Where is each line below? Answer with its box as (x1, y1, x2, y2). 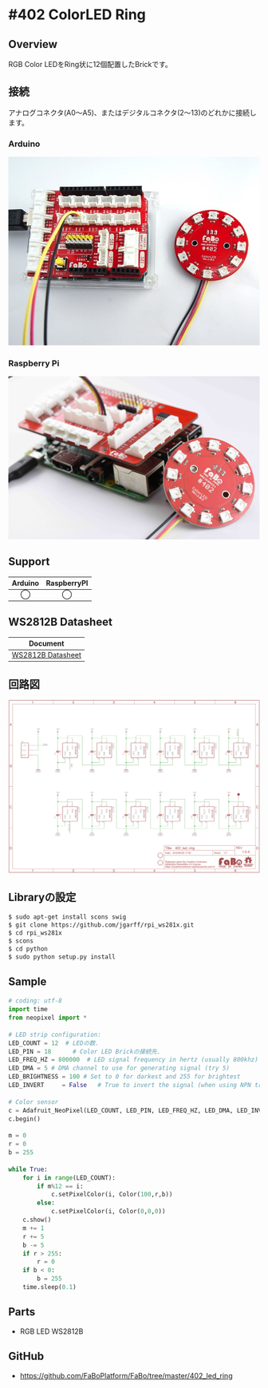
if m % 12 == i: (37, 1182, 84, 1190)
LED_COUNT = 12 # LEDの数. (8, 1039, 100, 1047)
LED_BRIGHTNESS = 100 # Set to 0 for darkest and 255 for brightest (8, 1073, 241, 1081)
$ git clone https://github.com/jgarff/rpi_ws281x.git (8, 921, 195, 929)
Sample (8, 975, 47, 988)
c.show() (22, 1216, 52, 1224)
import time (8, 1006, 48, 1014)
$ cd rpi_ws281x (8, 929, 62, 937)
